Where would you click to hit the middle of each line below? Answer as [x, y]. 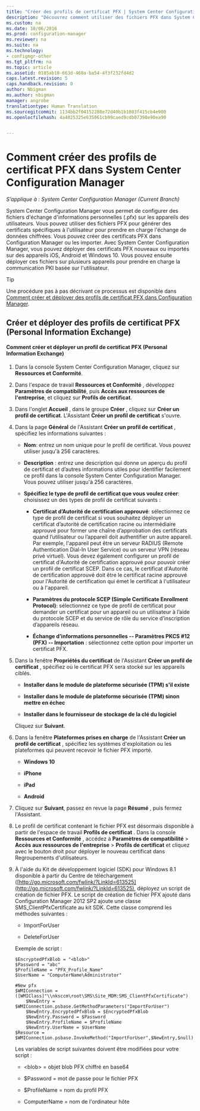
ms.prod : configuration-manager [46, 34]
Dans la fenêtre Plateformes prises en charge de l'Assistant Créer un [100, 737]
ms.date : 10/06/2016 [32, 28]
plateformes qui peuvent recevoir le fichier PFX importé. [84, 750]
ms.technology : [25, 51]
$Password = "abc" [37, 965]
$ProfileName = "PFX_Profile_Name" [59, 970]
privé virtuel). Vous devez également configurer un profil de [106, 556]
